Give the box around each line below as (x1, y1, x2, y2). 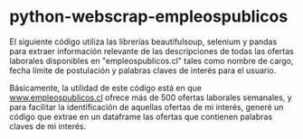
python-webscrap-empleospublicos (9, 6, 289, 27)
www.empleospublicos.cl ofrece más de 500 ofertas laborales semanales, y (9, 92, 292, 103)
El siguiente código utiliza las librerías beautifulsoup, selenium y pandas (9, 36, 278, 47)
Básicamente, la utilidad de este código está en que (9, 82, 202, 93)
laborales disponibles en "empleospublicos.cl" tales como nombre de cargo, (9, 55, 294, 66)
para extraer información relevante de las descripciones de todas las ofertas (9, 45, 294, 56)
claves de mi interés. (9, 120, 87, 132)
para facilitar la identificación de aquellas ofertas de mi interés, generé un (9, 101, 284, 112)
